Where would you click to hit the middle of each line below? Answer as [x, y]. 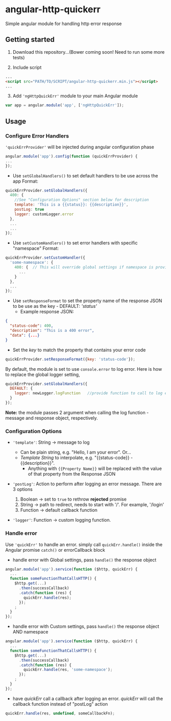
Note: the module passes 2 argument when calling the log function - [77, 412]
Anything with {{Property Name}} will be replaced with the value [95, 468]
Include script [27, 67]
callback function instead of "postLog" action [60, 704]
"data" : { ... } [25, 335]
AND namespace [30, 632]
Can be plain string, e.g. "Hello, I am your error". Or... [76, 452]
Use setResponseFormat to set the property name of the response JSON [87, 301]
